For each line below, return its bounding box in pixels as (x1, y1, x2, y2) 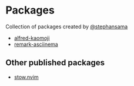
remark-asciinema (14, 41, 58, 48)
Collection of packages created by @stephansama (5, 23, 128, 30)
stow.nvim (14, 73, 39, 80)
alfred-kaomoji (14, 34, 50, 41)
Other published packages (5, 58, 105, 68)
